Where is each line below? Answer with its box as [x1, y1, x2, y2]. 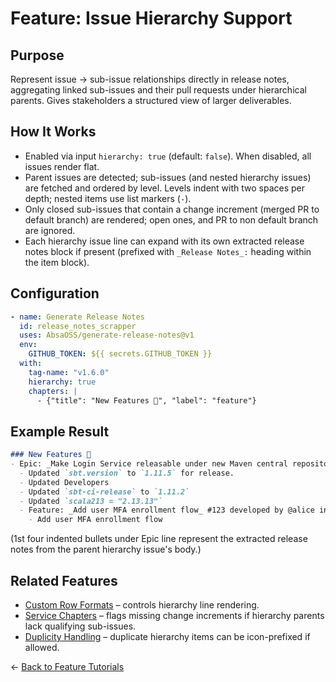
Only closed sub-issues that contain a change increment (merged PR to [24, 203, 320, 215]
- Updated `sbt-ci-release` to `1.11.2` [19, 487, 190, 497]
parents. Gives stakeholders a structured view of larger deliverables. [10, 95, 292, 106]
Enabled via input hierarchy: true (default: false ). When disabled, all [24, 150, 312, 162]
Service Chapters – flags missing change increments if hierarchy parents [24, 610, 325, 621]
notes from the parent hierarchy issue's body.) [10, 543, 202, 556]
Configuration [10, 285, 100, 302]
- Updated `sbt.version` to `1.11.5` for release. [19, 468, 235, 478]
